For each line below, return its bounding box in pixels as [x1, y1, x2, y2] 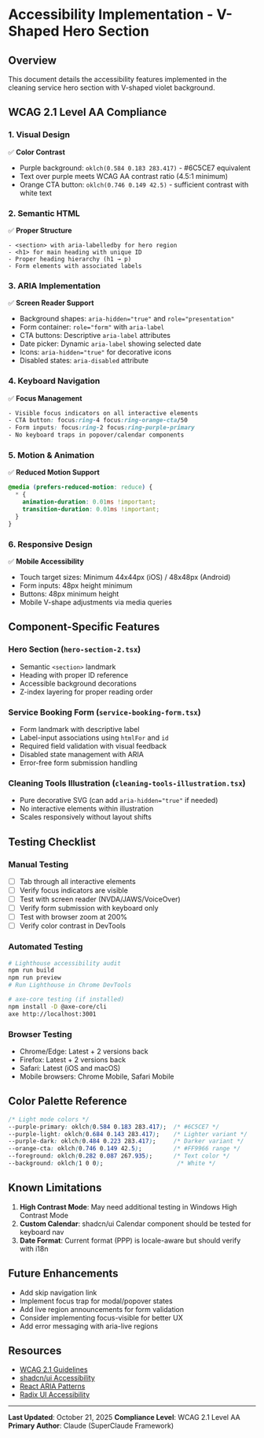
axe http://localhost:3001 [8, 1010, 97, 1018]
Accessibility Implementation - [8, 6, 214, 24]
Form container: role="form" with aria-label [19, 322, 165, 332]
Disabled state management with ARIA [19, 749, 144, 759]
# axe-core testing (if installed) [8, 995, 125, 1004]
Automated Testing [8, 942, 83, 953]
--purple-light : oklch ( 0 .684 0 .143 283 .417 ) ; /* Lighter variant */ [8, 1130, 247, 1138]
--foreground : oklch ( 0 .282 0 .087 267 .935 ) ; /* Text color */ [8, 1152, 230, 1160]
